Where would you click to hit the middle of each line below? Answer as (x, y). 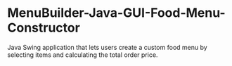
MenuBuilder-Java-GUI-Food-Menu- (117, 13)
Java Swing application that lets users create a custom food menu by (107, 47)
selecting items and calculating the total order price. (83, 55)
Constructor (44, 28)
